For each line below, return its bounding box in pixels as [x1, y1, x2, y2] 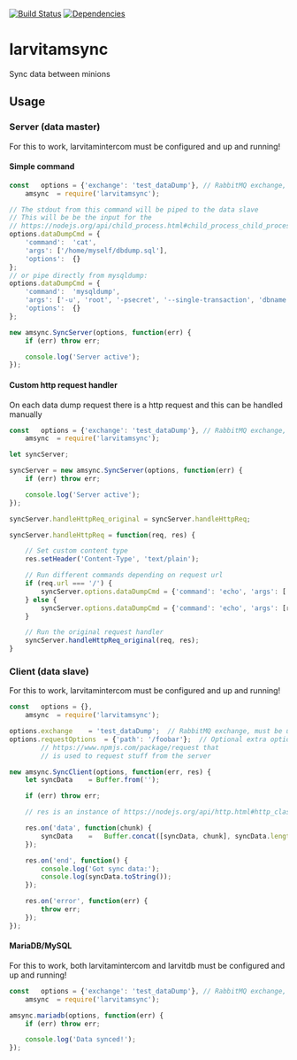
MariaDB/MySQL [9, 940, 72, 951]
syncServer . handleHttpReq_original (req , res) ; [25, 636, 200, 646]
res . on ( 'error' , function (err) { [25, 897, 148, 906]
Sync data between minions [9, 68, 110, 79]
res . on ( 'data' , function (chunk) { [25, 824, 152, 832]
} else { [25, 595, 57, 604]
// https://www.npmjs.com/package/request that [41, 743, 219, 752]
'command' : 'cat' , [25, 238, 97, 247]
